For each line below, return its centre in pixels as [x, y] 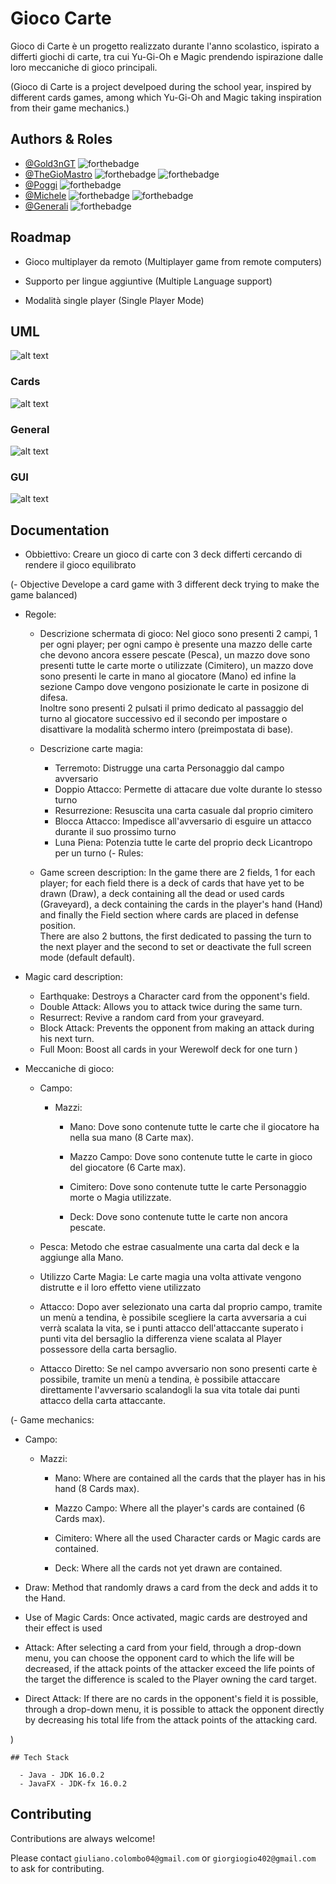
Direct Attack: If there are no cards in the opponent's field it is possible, [171, 1699]
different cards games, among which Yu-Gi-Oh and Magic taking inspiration [166, 97]
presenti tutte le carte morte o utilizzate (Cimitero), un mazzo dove [176, 666]
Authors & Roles [61, 139]
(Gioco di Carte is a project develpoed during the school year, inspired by [161, 86]
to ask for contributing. [57, 1868]
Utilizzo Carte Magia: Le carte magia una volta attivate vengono [170, 1277]
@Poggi [41, 184]
